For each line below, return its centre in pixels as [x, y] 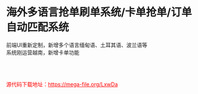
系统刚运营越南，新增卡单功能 [43, 52]
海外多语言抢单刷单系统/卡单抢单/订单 [99, 12]
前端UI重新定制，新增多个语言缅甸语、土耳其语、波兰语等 [77, 45]
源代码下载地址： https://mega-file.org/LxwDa [62, 84]
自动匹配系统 [38, 27]
